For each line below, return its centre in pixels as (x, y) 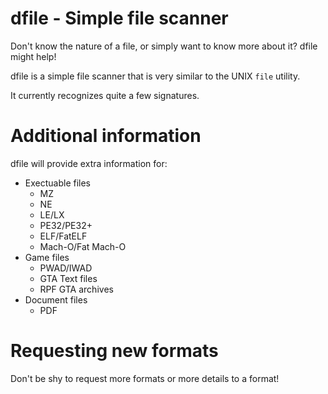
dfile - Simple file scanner (119, 18)
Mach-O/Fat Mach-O (83, 246)
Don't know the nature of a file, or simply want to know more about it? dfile (164, 46)
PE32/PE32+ (66, 225)
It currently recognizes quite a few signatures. (105, 95)
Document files (56, 299)
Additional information (106, 136)
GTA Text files (68, 278)
